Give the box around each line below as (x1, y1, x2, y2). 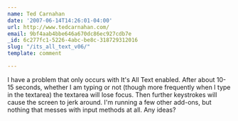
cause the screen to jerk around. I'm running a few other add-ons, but (7, 98, 212, 106)
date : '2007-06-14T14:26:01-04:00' (7, 17, 113, 24)
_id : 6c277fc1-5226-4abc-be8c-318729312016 (7, 37, 139, 44)
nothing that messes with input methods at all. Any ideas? (7, 105, 176, 114)
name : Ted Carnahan (7, 10, 65, 18)
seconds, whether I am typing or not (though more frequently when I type (15, 83, 231, 91)
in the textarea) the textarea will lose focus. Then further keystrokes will (7, 90, 217, 99)
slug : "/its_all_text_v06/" (7, 43, 91, 50)
